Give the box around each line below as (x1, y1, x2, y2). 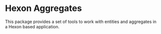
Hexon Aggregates (5, 3, 82, 14)
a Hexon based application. (5, 23, 60, 29)
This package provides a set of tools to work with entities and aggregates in (5, 19, 157, 24)
